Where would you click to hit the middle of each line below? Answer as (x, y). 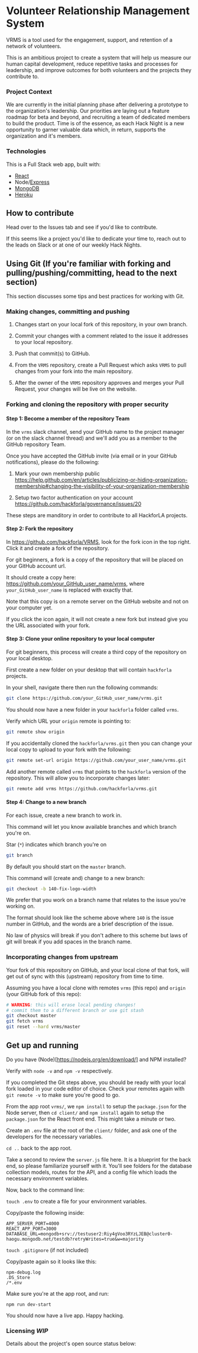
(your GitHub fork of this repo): (44, 994)
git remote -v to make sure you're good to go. (63, 1095)
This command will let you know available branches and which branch (91, 826)
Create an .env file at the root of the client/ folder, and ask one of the (92, 1130)
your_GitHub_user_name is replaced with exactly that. (69, 590)
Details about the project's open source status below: (71, 1344)
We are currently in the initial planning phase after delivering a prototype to (97, 105)
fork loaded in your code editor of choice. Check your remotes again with (95, 1088)
